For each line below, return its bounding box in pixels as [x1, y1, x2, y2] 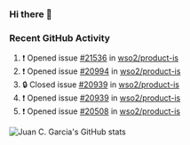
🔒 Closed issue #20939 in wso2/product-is [21, 79, 180, 90]
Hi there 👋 [9, 8, 53, 20]
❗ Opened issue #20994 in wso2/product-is [21, 66, 181, 77]
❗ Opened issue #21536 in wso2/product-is [21, 52, 179, 63]
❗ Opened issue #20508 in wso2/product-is [21, 106, 181, 117]
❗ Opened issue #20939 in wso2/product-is [21, 93, 181, 103]
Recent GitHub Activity [9, 31, 111, 44]
